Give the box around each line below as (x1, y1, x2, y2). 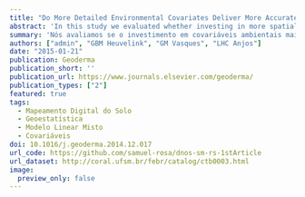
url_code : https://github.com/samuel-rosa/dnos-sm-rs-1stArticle (9, 148, 261, 157)
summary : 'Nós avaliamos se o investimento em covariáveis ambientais (9, 30, 282, 39)
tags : (9, 97, 30, 107)
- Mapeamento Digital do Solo (17, 106, 132, 115)
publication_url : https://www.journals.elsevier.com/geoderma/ (9, 73, 254, 82)
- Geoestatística (17, 114, 84, 123)
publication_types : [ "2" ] (9, 81, 107, 90)
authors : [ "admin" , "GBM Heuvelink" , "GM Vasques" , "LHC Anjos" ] (9, 38, 262, 48)
